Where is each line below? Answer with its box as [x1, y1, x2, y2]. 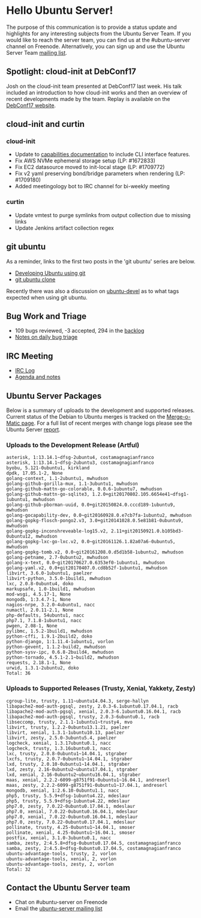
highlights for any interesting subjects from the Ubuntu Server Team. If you [6, 29, 191, 37]
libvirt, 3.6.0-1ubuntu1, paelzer [6, 570, 93, 576]
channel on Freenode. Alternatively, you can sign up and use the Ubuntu [6, 43, 185, 50]
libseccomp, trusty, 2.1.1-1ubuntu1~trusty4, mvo [6, 719, 133, 725]
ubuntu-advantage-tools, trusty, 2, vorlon [6, 851, 117, 857]
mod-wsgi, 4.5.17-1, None [6, 591, 71, 597]
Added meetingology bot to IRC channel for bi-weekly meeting [14, 183, 170, 190]
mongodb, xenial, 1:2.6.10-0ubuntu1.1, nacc [6, 787, 119, 793]
